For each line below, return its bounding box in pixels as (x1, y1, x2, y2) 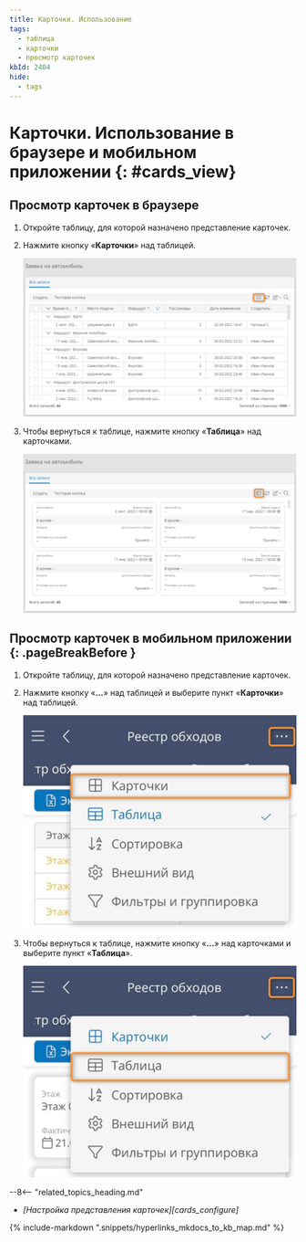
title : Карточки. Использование (9, 15, 132, 24)
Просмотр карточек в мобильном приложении (9, 631, 292, 647)
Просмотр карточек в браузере (9, 197, 199, 214)
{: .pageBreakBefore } (9, 645, 137, 661)
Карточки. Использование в (9, 122, 235, 143)
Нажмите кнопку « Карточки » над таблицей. (22, 239, 196, 250)
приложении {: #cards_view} (9, 161, 237, 182)
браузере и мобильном (9, 142, 198, 163)
